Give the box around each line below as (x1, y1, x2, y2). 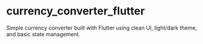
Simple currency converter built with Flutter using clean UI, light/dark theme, (6, 24, 198, 31)
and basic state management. (6, 30, 81, 37)
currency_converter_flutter (6, 4, 145, 18)
